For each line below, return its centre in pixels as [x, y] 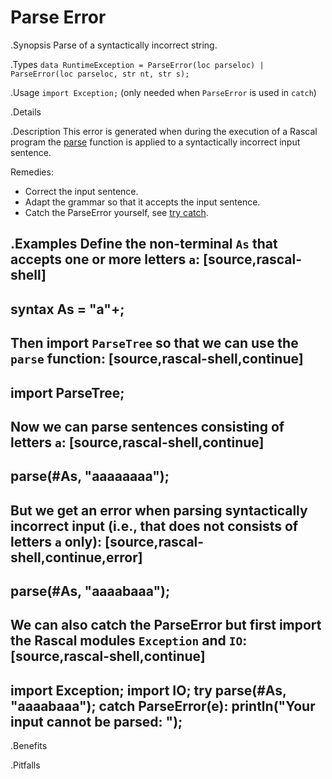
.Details [26, 112]
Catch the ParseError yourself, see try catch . [116, 212]
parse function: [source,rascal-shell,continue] [157, 359]
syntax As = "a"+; [67, 309]
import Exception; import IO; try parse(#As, [148, 690]
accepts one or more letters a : [105, 259]
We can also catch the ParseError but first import [166, 625]
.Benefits [29, 746]
